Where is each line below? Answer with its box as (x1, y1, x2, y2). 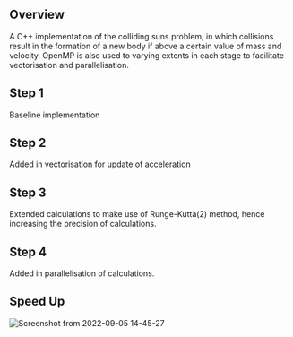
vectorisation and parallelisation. (9, 59, 130, 70)
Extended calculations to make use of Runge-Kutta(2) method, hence (9, 209, 265, 220)
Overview (9, 7, 65, 22)
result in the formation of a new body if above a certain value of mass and (9, 40, 282, 51)
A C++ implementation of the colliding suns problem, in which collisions (9, 30, 274, 41)
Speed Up (9, 294, 65, 309)
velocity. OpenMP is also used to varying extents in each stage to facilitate (9, 49, 285, 61)
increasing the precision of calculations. (9, 219, 157, 229)
